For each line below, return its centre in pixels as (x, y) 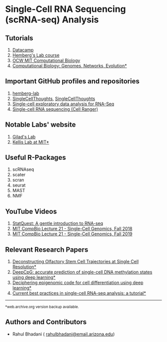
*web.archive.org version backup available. (42, 307)
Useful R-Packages (36, 158)
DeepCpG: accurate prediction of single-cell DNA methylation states (82, 272)
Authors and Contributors (46, 322)
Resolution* (24, 267)
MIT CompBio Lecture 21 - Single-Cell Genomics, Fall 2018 (72, 229)
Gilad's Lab (24, 137)
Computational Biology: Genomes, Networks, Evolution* (70, 66)
